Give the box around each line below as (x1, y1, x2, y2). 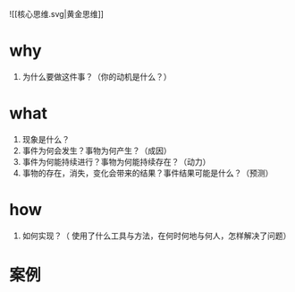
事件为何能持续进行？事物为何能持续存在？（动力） (21, 156, 211, 167)
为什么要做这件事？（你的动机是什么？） (21, 71, 172, 82)
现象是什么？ (21, 133, 70, 144)
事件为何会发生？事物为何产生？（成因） (21, 145, 172, 156)
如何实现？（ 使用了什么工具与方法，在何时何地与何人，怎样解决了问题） (21, 230, 291, 241)
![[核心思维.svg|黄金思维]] (9, 9, 105, 19)
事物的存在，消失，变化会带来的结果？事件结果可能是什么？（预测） (21, 167, 274, 178)
